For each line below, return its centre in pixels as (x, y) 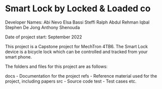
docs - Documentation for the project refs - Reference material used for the (81, 76)
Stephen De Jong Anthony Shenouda (43, 27)
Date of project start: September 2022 (44, 37)
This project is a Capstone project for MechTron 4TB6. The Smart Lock (77, 46)
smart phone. (19, 57)
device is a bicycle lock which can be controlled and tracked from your (76, 52)
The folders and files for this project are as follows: (56, 66)
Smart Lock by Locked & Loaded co (78, 9)
